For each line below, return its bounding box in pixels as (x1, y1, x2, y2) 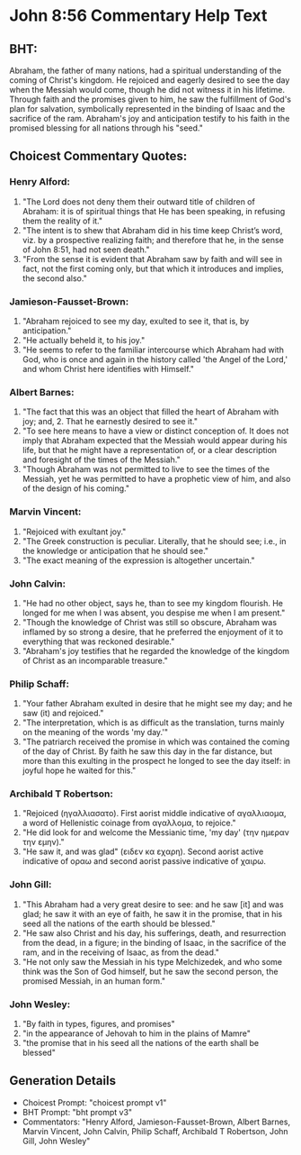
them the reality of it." (22, 215, 103, 226)
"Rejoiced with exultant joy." (22, 526, 127, 537)
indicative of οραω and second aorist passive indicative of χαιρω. (22, 856, 267, 867)
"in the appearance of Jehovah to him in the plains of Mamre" (22, 1028, 252, 1039)
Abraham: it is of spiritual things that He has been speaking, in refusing (22, 205, 286, 216)
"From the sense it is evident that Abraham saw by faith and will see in (22, 253, 283, 264)
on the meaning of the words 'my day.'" (22, 727, 169, 738)
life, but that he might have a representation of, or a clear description (22, 445, 277, 456)
